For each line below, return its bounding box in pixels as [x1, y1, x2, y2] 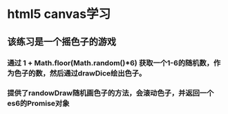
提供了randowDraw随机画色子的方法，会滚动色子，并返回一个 [7, 89, 214, 98]
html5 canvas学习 [7, 6, 111, 22]
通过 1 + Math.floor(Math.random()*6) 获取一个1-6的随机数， [7, 58, 214, 67]
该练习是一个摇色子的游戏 [7, 36, 116, 47]
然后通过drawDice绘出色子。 [49, 68, 146, 78]
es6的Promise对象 [7, 99, 70, 109]
